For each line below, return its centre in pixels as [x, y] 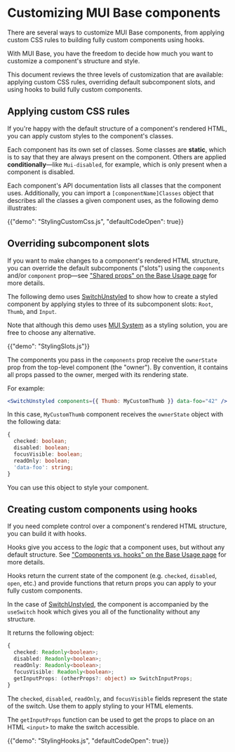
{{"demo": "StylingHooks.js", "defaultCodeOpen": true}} [88, 740]
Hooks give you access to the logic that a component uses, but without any [116, 547]
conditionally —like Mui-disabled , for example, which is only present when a [117, 164]
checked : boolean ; [41, 441]
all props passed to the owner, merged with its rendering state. [98, 374]
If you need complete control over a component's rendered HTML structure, [117, 526]
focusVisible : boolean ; [48, 454]
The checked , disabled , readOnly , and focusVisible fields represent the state [117, 698]
